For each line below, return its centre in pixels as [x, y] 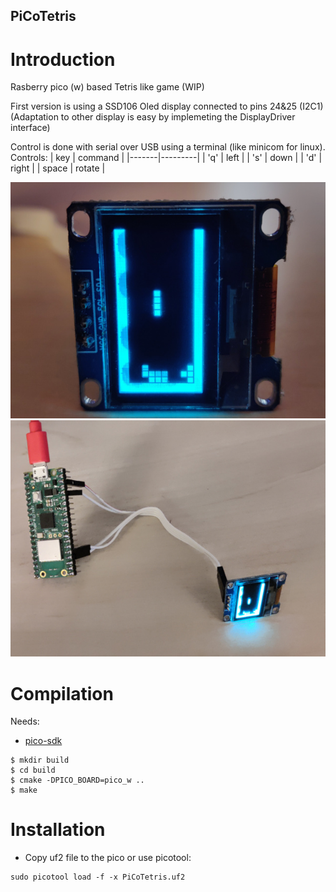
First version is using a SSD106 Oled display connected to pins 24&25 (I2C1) [167, 106]
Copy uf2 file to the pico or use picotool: [108, 858]
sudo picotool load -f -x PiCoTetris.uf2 [98, 877]
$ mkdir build [40, 760]
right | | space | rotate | [58, 168]
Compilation [62, 693]
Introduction [63, 59]
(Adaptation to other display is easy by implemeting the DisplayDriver [153, 117]
